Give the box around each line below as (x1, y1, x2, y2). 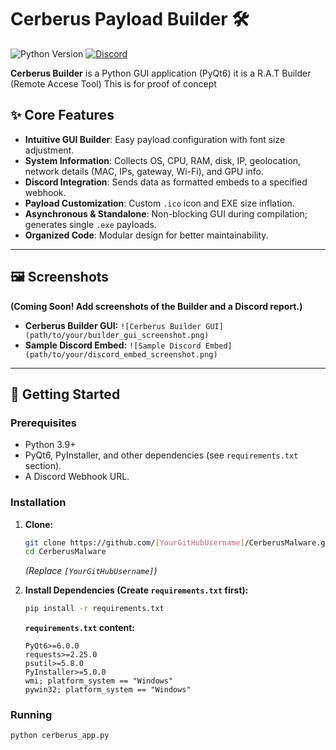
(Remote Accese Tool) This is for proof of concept (10, 77, 217, 90)
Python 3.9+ (24, 439, 77, 451)
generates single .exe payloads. (24, 218, 157, 230)
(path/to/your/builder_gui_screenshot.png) (24, 330, 210, 340)
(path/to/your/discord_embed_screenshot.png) (24, 349, 218, 360)
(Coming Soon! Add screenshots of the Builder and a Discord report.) (10, 300, 303, 312)
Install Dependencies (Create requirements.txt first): (24, 584, 249, 596)
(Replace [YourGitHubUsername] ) (24, 565, 158, 577)
